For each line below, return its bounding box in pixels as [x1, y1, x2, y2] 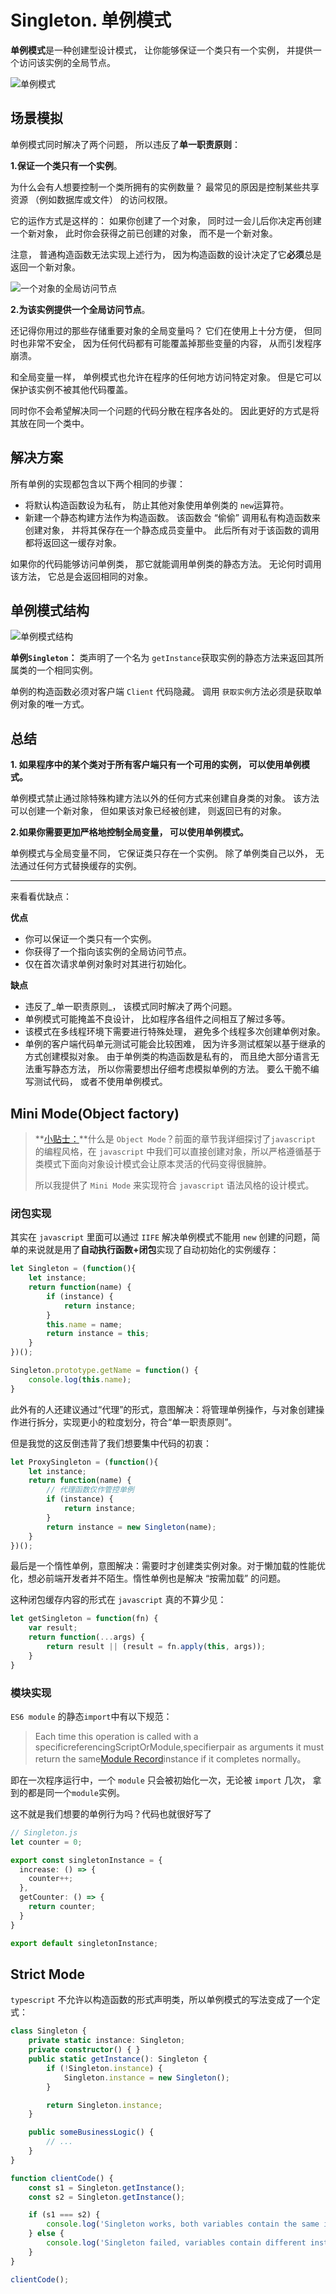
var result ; [28, 1623, 78, 1633]
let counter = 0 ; [10, 1837, 83, 1847]
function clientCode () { [10, 2173, 114, 2183]
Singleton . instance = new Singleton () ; [63, 2072, 230, 2083]
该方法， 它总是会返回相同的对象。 [10, 570, 153, 582]
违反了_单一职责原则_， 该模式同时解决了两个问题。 [24, 1001, 238, 1013]
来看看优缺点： [10, 891, 72, 903]
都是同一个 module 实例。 [27, 1786, 125, 1798]
